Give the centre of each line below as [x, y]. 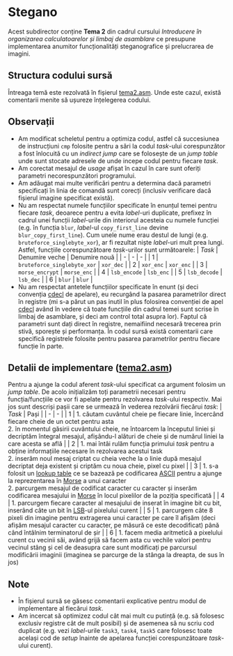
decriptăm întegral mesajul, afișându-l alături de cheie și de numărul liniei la [116, 436]
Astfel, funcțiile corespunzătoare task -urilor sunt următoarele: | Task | [118, 250]
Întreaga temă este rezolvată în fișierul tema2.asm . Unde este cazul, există [114, 92]
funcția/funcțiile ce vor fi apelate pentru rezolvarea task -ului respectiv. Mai [115, 399]
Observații [31, 122]
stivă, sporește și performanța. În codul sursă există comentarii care [115, 331]
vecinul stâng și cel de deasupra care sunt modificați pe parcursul [103, 547]
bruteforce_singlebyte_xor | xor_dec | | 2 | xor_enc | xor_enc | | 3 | [113, 264]
